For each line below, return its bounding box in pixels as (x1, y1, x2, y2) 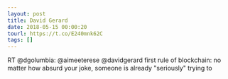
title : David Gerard (7, 17, 69, 24)
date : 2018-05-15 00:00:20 (7, 23, 87, 30)
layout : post (7, 10, 46, 18)
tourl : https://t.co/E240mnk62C (7, 30, 103, 37)
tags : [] (7, 37, 33, 44)
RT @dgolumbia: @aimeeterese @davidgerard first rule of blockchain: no (7, 56, 222, 64)
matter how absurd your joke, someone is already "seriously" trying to (7, 64, 213, 73)
